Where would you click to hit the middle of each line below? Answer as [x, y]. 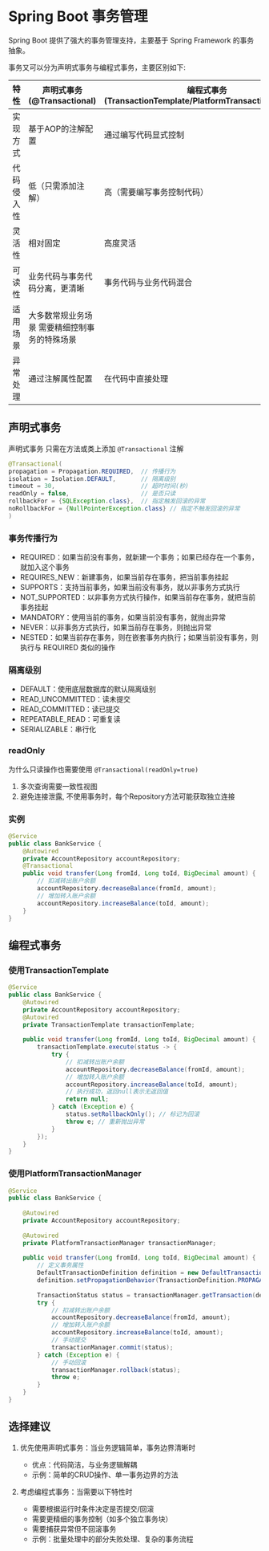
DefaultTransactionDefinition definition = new [118, 1273]
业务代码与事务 [57, 276]
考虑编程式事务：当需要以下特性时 [76, 1492]
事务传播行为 [33, 538]
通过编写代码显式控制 [144, 135]
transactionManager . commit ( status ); [112, 1347]
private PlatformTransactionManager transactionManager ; [120, 1243]
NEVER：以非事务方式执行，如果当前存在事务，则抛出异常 [116, 628]
